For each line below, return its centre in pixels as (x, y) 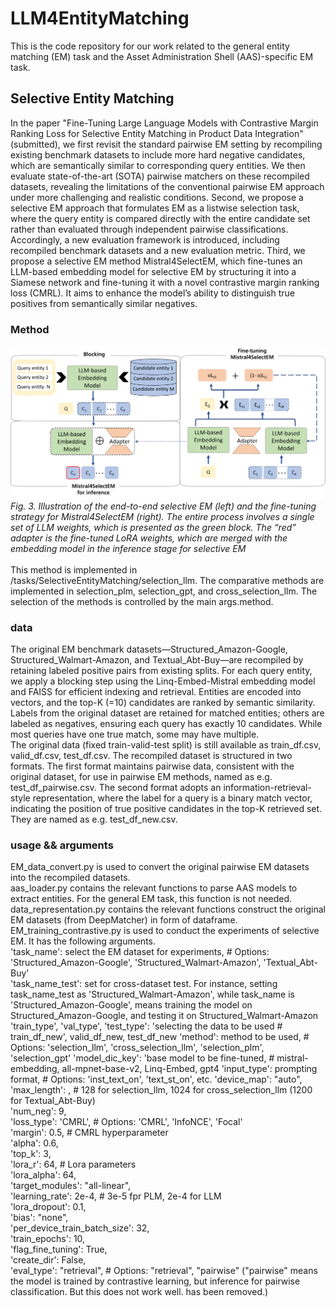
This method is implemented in (74, 569)
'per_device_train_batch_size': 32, (80, 1228)
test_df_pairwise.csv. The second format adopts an (116, 787)
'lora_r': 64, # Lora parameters (73, 1164)
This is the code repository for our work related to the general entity (150, 46)
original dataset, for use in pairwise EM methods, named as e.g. (141, 776)
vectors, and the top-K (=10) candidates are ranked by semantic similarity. (163, 702)
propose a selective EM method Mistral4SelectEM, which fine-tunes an (156, 261)
